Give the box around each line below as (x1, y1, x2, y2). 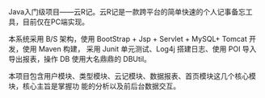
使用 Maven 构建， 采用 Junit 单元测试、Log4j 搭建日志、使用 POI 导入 (22, 44, 257, 54)
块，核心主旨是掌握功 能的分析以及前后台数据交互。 (8, 81, 180, 91)
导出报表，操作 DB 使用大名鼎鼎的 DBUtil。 (8, 55, 152, 63)
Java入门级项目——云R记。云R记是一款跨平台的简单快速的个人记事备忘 (8, 7, 246, 16)
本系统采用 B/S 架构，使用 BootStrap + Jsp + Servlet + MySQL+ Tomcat (8, 35, 248, 43)
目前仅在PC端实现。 (22, 17, 90, 27)
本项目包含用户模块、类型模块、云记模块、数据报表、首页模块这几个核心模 (8, 71, 256, 80)
